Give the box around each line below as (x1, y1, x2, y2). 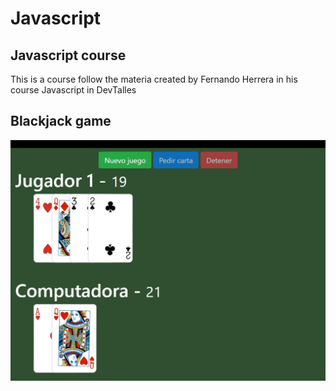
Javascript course (10, 47, 127, 64)
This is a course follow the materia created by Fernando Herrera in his (10, 73, 298, 85)
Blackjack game (10, 113, 112, 130)
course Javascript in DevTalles (10, 84, 137, 96)
